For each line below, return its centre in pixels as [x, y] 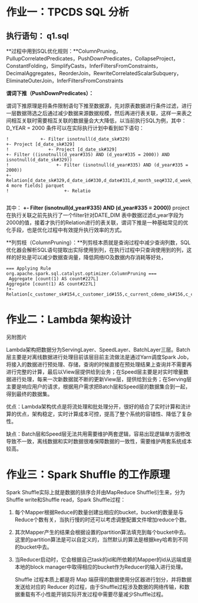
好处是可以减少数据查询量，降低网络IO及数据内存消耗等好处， [91, 257]
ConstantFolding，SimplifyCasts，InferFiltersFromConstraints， [84, 66]
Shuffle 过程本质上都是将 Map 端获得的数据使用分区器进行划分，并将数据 [103, 579]
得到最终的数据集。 [29, 394]
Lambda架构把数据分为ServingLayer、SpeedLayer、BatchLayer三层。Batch [98, 349]
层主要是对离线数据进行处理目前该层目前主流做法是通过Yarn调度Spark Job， [99, 357]
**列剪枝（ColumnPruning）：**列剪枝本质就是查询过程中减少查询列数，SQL [98, 242]
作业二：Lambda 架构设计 [69, 320]
